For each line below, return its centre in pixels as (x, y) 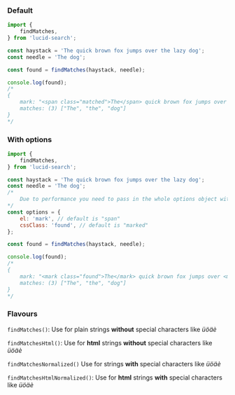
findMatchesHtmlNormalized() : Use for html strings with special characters (115, 377)
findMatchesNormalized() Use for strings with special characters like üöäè (114, 363)
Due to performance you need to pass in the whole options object (119, 199)
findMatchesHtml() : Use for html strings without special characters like (110, 342)
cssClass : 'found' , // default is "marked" (84, 225)
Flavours (22, 314)
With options (30, 139)
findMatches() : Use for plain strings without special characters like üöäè (112, 329)
